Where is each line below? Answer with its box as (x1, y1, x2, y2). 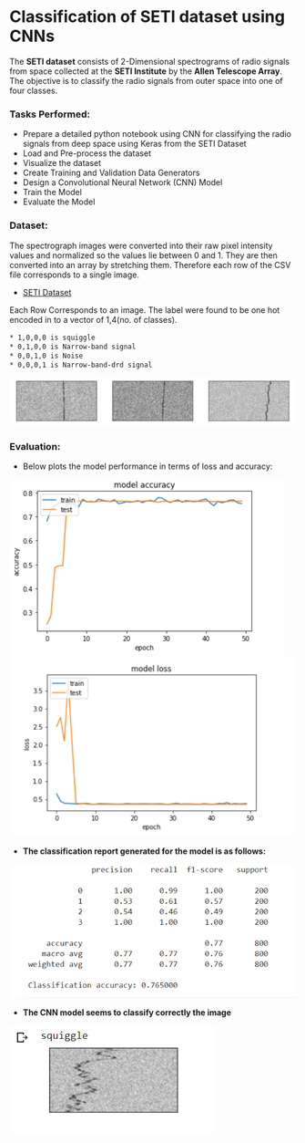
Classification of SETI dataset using (9, 6, 285, 27)
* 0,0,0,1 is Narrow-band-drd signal (9, 360, 153, 369)
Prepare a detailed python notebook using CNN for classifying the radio (22, 129, 291, 140)
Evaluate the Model (22, 196, 96, 207)
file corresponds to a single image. (9, 269, 139, 280)
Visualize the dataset (22, 158, 102, 169)
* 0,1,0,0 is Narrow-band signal (9, 342, 137, 351)
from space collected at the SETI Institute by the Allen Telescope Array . (9, 66, 282, 77)
